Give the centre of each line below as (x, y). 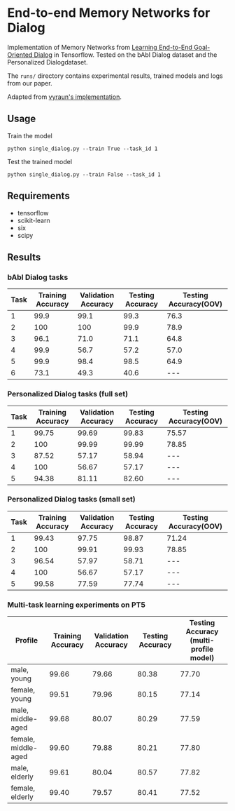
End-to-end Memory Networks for (109, 13)
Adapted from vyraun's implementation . (65, 97)
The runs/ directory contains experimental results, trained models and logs (115, 76)
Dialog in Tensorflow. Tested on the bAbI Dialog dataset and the (126, 55)
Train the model (30, 135)
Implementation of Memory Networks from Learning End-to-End (100, 47)
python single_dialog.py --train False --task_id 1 (84, 174)
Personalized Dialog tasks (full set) (67, 394)
